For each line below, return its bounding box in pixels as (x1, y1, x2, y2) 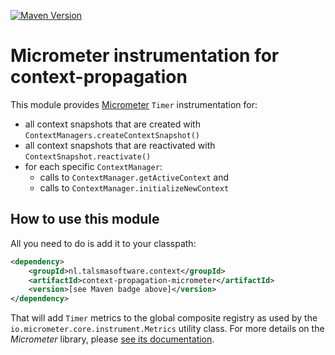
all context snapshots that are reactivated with (24, 139, 216, 151)
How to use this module (10, 211, 160, 228)
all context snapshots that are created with (24, 118, 201, 130)
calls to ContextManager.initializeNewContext (39, 181, 230, 194)
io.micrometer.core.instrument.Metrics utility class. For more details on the (10, 323, 325, 335)
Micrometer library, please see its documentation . (10, 333, 215, 345)
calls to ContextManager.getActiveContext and (39, 171, 230, 183)
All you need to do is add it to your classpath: (10, 237, 197, 249)
